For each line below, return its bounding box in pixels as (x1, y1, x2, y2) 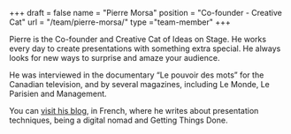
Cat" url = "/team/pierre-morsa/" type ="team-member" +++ (9, 17, 232, 27)
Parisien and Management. (9, 88, 108, 99)
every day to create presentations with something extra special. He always (9, 43, 281, 54)
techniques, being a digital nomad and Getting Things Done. (9, 115, 228, 125)
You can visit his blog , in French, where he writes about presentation (9, 106, 259, 115)
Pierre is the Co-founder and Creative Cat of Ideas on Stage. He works (9, 34, 267, 44)
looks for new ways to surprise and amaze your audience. (9, 53, 220, 63)
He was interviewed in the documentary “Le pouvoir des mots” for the (9, 70, 264, 80)
